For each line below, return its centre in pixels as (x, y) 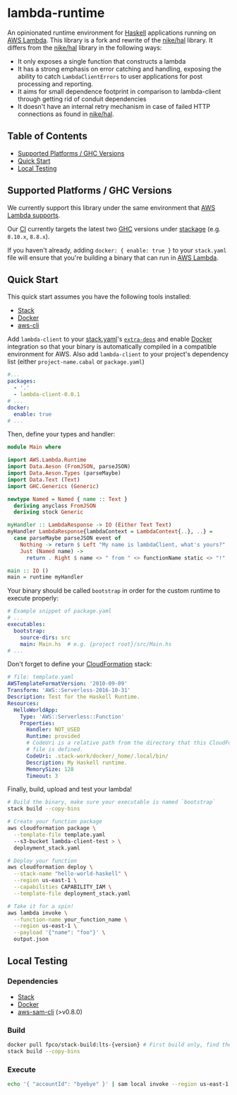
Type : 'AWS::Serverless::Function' (72, 717)
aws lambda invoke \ (38, 913)
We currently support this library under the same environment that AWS (111, 207)
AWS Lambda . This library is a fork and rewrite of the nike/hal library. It (110, 40)
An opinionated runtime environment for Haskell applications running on (112, 33)
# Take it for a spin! (41, 906)
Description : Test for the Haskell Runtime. (74, 697)
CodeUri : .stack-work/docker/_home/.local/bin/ (97, 756)
